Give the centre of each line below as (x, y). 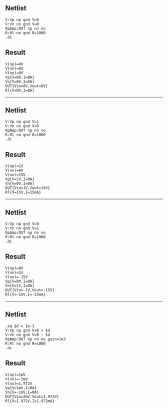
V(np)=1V (14, 166)
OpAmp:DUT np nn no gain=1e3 (35, 339)
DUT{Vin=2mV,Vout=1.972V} (32, 396)
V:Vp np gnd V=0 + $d (28, 330)
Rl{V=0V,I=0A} (20, 90)
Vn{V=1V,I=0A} (20, 285)
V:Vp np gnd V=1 (22, 122)
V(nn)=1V (14, 272)
